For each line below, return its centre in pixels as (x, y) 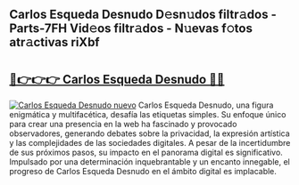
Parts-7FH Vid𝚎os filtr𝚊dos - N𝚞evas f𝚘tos (131, 29)
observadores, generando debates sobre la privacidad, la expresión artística (149, 133)
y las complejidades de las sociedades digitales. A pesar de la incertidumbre (150, 143)
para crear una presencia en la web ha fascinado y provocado (123, 124)
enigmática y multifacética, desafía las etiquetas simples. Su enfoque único (148, 114)
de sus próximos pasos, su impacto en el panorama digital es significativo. (146, 152)
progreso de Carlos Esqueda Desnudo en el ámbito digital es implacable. (143, 171)
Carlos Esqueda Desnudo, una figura (206, 105)
